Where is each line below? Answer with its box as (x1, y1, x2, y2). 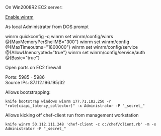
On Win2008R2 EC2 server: (5, 5, 63, 10)
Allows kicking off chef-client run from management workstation (5, 112, 139, 118)
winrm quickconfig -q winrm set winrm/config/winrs (5, 34, 113, 39)
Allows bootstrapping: (5, 89, 51, 95)
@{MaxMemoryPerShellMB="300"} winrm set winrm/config (5, 39, 129, 45)
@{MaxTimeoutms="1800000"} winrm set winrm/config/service (5, 44, 138, 50)
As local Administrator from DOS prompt (5, 24, 89, 30)
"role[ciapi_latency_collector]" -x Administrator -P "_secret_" (5, 103, 145, 108)
